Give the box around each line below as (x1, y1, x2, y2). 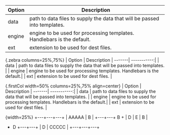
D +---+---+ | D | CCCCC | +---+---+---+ (12, 124, 100, 130)
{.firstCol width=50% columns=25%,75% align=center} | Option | (5, 83, 142, 89)
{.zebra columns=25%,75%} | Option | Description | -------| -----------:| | (5, 57, 159, 63)
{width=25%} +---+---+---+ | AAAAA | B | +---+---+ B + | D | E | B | (5, 114, 148, 120)
